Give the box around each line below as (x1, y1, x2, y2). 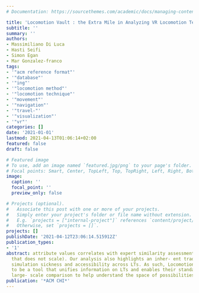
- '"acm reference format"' (6, 69, 76, 75)
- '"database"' (6, 75, 44, 81)
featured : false (6, 141, 46, 146)
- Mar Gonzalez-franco (6, 58, 62, 64)
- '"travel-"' (6, 107, 41, 113)
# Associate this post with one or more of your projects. (6, 206, 161, 212)
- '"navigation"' (6, 102, 49, 108)
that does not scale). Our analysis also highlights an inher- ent (11, 256, 182, 262)
